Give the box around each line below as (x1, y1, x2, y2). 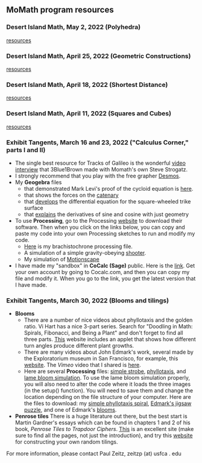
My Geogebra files (14, 178, 62, 186)
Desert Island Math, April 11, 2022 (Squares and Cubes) (6, 109, 172, 118)
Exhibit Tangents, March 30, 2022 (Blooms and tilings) (6, 296, 169, 304)
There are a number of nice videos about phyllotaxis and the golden (24, 316, 193, 324)
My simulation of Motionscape (24, 255, 99, 263)
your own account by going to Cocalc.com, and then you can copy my (14, 268, 190, 275)
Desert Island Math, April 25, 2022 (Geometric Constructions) (6, 51, 191, 60)
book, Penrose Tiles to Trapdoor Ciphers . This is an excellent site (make (14, 426, 194, 433)
